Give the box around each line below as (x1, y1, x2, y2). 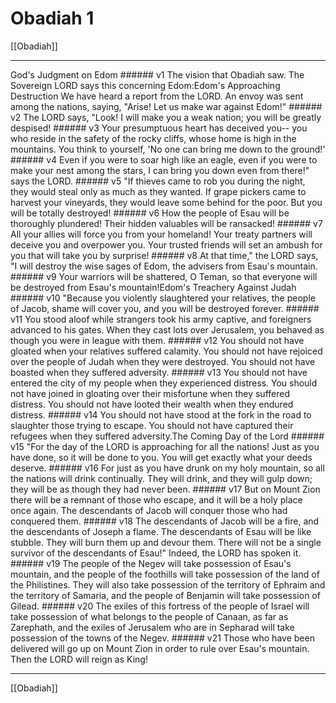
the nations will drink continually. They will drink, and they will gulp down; (10, 472, 313, 484)
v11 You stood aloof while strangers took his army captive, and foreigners (10, 313, 312, 325)
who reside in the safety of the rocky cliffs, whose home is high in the (10, 132, 297, 144)
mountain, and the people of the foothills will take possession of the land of (10, 568, 320, 580)
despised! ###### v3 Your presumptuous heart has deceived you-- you (10, 122, 308, 134)
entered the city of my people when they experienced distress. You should (10, 377, 318, 389)
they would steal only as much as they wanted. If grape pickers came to (10, 185, 307, 197)
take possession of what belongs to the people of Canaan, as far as (10, 610, 289, 622)
